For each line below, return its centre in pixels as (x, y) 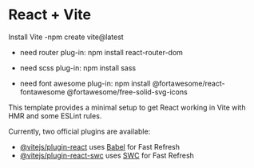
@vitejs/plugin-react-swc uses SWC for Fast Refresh (107, 155)
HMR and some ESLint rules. (55, 116)
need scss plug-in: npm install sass (78, 68)
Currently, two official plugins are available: (79, 131)
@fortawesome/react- (189, 83)
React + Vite (50, 15)
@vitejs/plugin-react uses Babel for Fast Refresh (100, 146)
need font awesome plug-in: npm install (85, 83)
